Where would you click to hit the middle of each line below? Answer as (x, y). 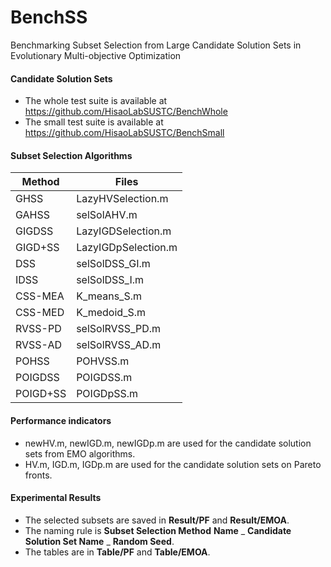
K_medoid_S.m (111, 313)
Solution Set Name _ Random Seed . (99, 541)
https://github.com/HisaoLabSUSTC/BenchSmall (124, 133)
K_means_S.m (109, 296)
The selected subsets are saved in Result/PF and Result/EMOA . (157, 520)
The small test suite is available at (94, 122)
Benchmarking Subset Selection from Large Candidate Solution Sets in (156, 45)
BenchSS (49, 17)
